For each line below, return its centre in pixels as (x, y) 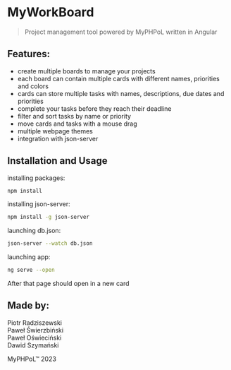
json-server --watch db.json (50, 244)
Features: (29, 54)
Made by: (28, 305)
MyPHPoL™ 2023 (32, 359)
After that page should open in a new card (68, 284)
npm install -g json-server (49, 217)
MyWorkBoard (51, 12)
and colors (33, 86)
